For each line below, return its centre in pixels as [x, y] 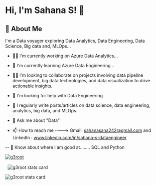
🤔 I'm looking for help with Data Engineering [58, 96]
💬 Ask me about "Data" [36, 120]
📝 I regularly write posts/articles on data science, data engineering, [81, 105]
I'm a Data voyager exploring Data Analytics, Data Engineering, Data [75, 41]
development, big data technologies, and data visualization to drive [81, 80]
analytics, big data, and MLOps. [45, 111]
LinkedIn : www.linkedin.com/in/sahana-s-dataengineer [70, 138]
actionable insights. [32, 86]
